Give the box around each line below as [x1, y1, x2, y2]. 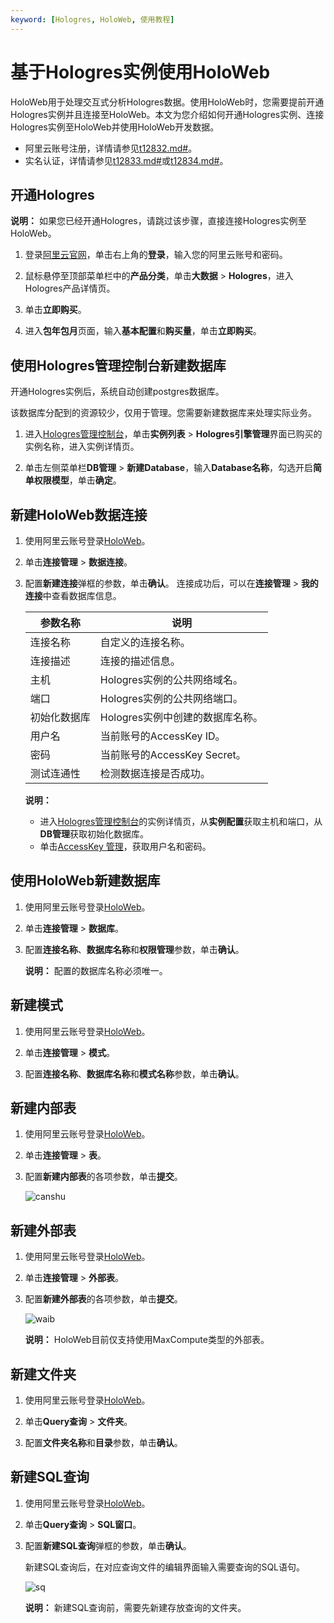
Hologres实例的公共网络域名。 [99, 673, 244, 686]
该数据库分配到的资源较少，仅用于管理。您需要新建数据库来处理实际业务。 [10, 407, 317, 419]
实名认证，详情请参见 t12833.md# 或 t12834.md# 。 [24, 154, 229, 166]
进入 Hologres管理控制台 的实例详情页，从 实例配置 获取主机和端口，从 [39, 816, 323, 827]
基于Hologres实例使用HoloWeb [10, 61, 271, 83]
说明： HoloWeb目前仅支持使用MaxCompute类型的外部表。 [24, 1334, 270, 1346]
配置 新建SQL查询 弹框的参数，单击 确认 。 [24, 1539, 192, 1551]
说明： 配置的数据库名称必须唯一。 [24, 964, 168, 976]
